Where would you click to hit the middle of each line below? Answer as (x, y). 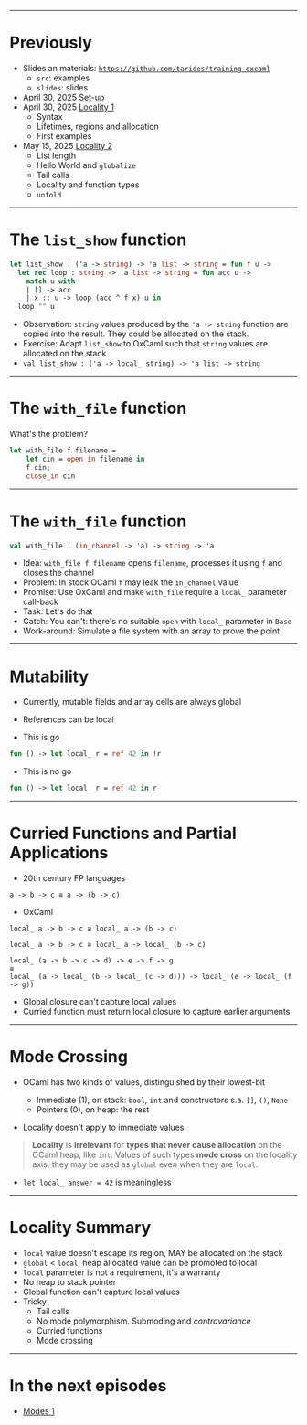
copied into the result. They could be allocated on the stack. (136, 334)
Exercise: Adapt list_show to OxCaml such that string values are (145, 344)
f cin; (38, 467)
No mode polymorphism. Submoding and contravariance (143, 1321)
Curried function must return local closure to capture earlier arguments (156, 1011)
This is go (41, 738)
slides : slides (62, 87)
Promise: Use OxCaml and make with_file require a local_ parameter (155, 592)
